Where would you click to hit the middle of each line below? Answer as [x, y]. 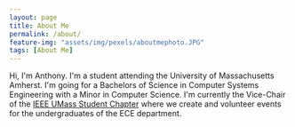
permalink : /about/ [45, 34]
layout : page [33, 17]
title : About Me [39, 26]
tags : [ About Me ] [41, 51]
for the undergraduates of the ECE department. [96, 114]
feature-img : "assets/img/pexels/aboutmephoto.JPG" [107, 42]
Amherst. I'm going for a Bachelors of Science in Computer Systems [134, 85]
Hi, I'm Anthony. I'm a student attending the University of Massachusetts [142, 75]
